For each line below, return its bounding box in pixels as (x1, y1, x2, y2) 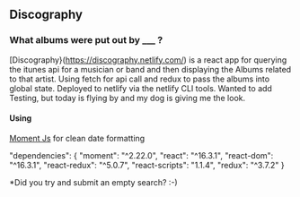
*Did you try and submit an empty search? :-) (9, 176, 178, 187)
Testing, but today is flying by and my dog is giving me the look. (9, 92, 246, 103)
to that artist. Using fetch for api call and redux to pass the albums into (9, 73, 270, 84)
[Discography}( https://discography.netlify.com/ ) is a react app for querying (9, 54, 287, 65)
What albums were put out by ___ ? (9, 34, 163, 47)
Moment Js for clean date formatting (9, 133, 146, 143)
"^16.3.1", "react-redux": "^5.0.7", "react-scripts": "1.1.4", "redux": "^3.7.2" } (9, 159, 285, 170)
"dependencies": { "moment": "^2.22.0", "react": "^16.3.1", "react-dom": (9, 150, 274, 160)
